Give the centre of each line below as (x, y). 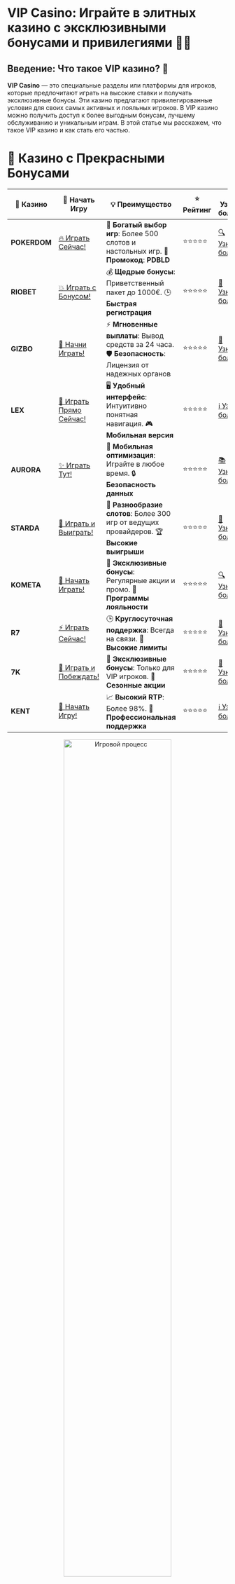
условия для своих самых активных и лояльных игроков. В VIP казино (113, 108)
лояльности (127, 606)
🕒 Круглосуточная (140, 618)
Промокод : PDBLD (138, 259)
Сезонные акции (136, 685)
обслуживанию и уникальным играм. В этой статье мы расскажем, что (114, 123)
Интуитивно (127, 406)
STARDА (25, 528)
